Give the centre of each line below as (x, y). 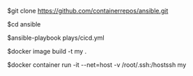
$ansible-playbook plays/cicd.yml (56, 38)
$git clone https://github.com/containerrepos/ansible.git (88, 11)
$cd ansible (24, 24)
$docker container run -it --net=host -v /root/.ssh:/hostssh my (97, 65)
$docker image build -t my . (47, 51)
